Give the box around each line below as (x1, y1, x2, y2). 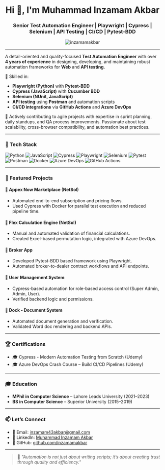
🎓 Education (5, 380, 37, 387)
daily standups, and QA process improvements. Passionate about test (5, 119, 146, 125)
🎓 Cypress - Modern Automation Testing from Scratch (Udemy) (12, 354, 143, 360)
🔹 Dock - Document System (5, 307, 63, 313)
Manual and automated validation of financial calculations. (12, 230, 130, 236)
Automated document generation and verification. (12, 318, 113, 324)
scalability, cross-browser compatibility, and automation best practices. (5, 124, 150, 130)
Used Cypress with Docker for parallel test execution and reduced (12, 203, 146, 209)
